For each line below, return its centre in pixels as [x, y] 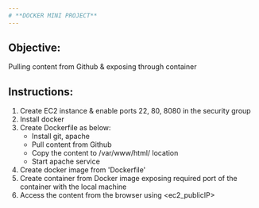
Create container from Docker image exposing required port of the [128, 179]
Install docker [42, 119]
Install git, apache [60, 137]
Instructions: [41, 92]
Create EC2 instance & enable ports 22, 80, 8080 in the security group [135, 111]
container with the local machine [73, 187]
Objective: [35, 48]
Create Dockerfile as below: [65, 128]
